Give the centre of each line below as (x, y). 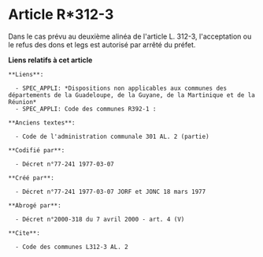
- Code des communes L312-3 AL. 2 (72, 247)
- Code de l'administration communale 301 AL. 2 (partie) (113, 136)
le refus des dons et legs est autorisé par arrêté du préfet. (102, 44)
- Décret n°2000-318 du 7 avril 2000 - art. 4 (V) (100, 219)
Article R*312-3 (61, 15)
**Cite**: (24, 233)
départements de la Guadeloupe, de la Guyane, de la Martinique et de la (132, 95)
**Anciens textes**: (42, 123)
